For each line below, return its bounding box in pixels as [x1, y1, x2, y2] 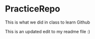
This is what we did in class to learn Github [5, 19, 90, 25]
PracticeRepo [5, 3, 60, 14]
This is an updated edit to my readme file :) [5, 28, 90, 34]
